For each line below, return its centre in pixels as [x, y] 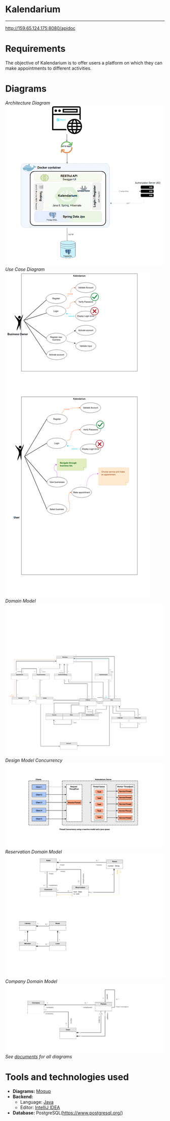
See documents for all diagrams [39, 1057]
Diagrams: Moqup [32, 1092]
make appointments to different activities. [49, 68]
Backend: [23, 1097]
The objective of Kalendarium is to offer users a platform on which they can [84, 63]
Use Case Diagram [25, 269]
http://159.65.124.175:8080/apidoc [40, 28]
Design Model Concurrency [34, 760]
